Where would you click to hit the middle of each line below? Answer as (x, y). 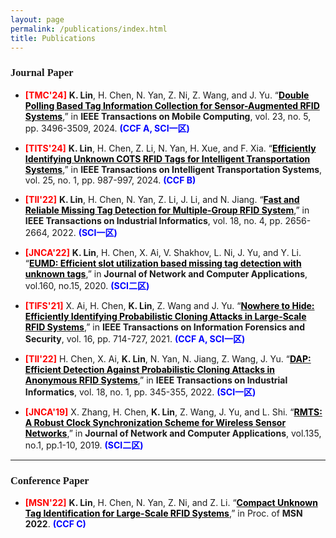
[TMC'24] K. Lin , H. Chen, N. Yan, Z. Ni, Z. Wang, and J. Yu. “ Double (167, 95)
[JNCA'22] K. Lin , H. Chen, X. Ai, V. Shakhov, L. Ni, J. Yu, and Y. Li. (163, 252)
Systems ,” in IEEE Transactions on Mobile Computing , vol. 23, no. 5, (168, 116)
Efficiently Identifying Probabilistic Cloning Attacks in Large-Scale (165, 316)
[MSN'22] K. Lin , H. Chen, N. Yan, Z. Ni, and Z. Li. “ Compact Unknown (171, 502)
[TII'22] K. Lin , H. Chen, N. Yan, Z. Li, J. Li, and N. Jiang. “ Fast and (162, 199)
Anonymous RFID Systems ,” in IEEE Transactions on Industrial (156, 380)
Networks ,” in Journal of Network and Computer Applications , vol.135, (173, 433)
